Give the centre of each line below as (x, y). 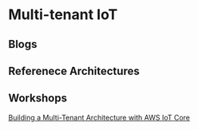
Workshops (38, 98)
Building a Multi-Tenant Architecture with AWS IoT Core (99, 117)
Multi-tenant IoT (63, 15)
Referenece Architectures (74, 71)
